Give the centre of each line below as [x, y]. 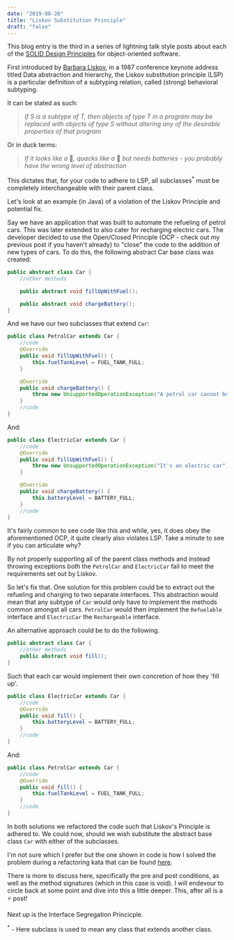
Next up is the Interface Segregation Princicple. [75, 914]
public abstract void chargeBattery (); [78, 304]
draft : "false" [29, 26]
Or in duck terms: [32, 145]
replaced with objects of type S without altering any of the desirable [122, 124]
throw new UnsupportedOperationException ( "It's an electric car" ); [132, 466]
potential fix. [25, 209]
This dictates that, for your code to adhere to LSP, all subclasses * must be [113, 180]
